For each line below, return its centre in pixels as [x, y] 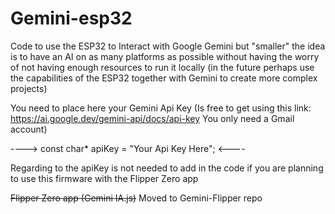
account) [29, 129]
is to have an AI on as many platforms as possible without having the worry [165, 56]
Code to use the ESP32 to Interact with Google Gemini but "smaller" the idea [168, 46]
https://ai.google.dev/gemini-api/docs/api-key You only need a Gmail [152, 118]
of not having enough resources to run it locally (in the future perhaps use [162, 67]
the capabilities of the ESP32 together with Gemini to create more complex [164, 78]
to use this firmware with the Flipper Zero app [104, 178]
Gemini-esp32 [71, 18]
